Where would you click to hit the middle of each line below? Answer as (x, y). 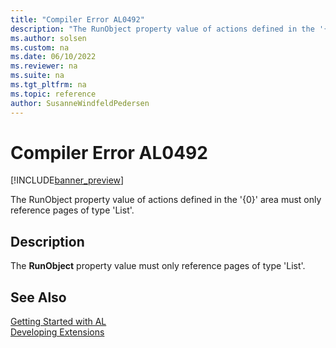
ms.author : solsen (48, 38)
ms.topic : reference (53, 94)
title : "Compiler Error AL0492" (77, 19)
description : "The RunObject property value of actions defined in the (162, 29)
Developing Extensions (57, 332)
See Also (38, 297)
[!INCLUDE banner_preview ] (67, 180)
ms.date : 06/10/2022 (53, 57)
